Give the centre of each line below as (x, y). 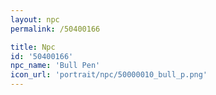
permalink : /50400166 (55, 29)
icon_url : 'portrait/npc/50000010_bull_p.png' (109, 75)
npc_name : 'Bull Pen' (55, 66)
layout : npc (35, 19)
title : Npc (33, 47)
